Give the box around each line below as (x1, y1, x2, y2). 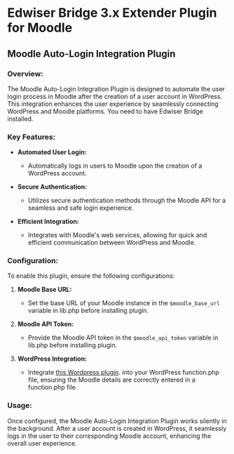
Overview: (7, 69, 43, 79)
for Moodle (7, 20, 73, 36)
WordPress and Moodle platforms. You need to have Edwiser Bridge (7, 107, 203, 115)
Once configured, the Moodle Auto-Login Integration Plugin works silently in (7, 416, 228, 425)
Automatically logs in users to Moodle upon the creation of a (27, 161, 202, 170)
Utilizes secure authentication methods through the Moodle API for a (27, 196, 226, 205)
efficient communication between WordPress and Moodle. (27, 239, 196, 247)
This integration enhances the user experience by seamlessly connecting (7, 100, 219, 108)
